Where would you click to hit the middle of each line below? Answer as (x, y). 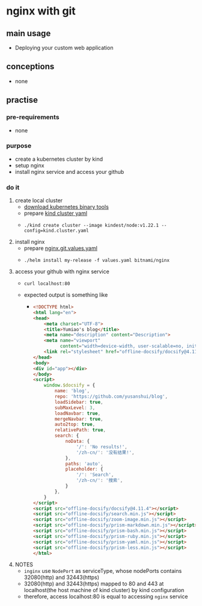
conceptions (30, 66)
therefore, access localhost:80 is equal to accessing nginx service (106, 596)
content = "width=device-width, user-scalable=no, (122, 346)
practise (22, 100)
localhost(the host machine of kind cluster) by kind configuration (104, 590)
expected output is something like (66, 295)
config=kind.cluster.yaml (56, 231)
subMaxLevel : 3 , (75, 407)
